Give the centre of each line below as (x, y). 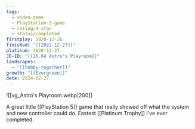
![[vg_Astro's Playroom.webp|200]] (49, 96)
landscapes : (21, 62)
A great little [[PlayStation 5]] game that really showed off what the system (98, 107)
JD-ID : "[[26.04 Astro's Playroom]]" (53, 56)
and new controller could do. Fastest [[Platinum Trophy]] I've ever (87, 113)
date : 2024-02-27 (28, 78)
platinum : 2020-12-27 (33, 51)
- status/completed (36, 34)
